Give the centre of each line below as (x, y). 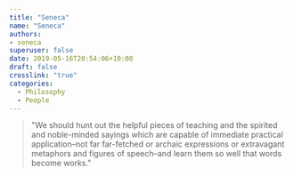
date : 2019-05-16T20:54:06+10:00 (71, 59)
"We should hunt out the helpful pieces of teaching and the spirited (154, 125)
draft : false (33, 68)
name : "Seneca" (37, 26)
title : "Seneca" (39, 17)
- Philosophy (41, 92)
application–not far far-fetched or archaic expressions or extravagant (158, 144)
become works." (61, 163)
